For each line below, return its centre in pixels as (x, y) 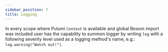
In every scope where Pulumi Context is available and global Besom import (82, 28)
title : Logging (21, 14)
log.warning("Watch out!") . (34, 44)
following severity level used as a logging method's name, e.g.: (70, 39)
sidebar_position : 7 (27, 10)
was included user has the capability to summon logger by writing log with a (84, 34)
